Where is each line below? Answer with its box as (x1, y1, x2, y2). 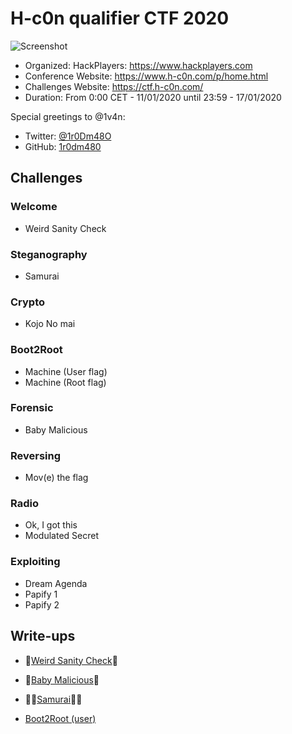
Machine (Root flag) (24, 376, 107, 388)
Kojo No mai (24, 318, 76, 330)
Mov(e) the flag (24, 472, 89, 484)
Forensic (10, 401, 54, 415)
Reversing (10, 448, 62, 462)
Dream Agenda (24, 577, 88, 589)
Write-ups (10, 628, 76, 645)
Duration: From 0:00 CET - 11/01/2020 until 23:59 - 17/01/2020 (24, 91, 282, 103)
